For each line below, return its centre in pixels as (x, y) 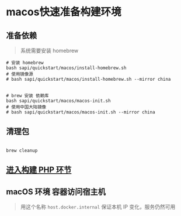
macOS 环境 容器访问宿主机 (56, 192)
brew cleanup (22, 150)
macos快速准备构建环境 (64, 12)
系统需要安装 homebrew (49, 51)
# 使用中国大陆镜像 (26, 107)
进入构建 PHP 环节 (39, 170)
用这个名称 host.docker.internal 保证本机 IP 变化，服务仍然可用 (98, 207)
